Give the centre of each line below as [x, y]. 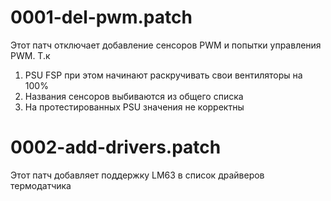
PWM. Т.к [30, 55]
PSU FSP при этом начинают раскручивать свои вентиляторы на [163, 75]
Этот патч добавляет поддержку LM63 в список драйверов [137, 175]
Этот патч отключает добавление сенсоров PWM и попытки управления [166, 45]
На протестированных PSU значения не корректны [134, 107]
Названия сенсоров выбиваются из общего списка [134, 96]
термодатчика [41, 185]
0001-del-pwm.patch [101, 17]
